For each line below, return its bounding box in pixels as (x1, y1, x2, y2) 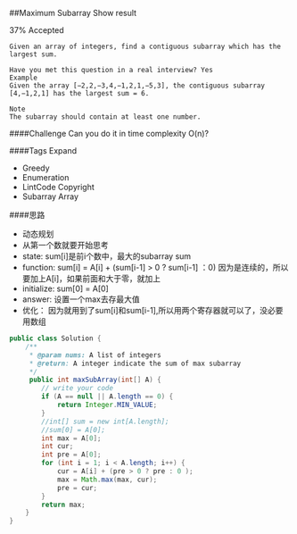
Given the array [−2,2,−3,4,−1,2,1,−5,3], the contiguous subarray (9, 81, 266, 90)
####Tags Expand (9, 146, 78, 155)
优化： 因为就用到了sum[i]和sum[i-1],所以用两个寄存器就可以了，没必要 (21, 305, 284, 315)
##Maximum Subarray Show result (9, 8, 136, 18)
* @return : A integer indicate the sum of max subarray (29, 359, 242, 368)
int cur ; (41, 442, 74, 451)
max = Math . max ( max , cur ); (56, 475, 158, 484)
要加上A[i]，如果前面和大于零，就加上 (21, 273, 161, 284)
